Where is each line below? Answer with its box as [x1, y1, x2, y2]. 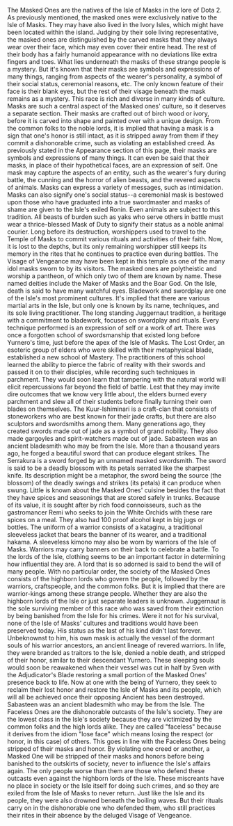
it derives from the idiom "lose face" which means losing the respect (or [7, 730, 214, 738]
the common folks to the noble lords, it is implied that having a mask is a [7, 124, 214, 132]
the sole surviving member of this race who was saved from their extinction [7, 604, 224, 613]
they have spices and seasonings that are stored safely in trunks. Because [7, 494, 220, 501]
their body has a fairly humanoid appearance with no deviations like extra [7, 50, 218, 58]
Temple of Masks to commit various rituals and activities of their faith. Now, [7, 235, 223, 243]
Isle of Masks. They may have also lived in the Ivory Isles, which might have [7, 21, 224, 29]
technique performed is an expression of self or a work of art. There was [7, 323, 216, 332]
